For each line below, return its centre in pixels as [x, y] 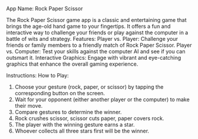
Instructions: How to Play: [38, 75]
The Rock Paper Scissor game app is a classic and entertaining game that [96, 20]
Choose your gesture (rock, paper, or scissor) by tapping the [89, 87]
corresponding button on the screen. [60, 93]
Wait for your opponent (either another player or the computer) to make [102, 99]
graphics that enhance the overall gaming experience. [72, 64]
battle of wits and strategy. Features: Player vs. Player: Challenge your [92, 39]
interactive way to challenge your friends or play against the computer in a [97, 33]
